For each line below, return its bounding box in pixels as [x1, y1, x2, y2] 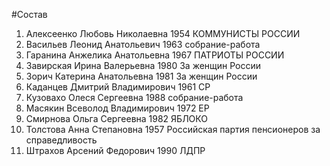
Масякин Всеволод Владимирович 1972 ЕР [25, 102, 210, 114]
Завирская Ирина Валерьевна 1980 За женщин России [25, 60, 262, 71]
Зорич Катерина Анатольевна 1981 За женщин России [25, 70, 258, 82]
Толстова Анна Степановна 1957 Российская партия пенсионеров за [25, 124, 321, 135]
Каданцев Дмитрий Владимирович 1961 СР [25, 81, 211, 93]
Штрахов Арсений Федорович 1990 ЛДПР [25, 145, 206, 156]
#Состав [11, 9, 48, 20]
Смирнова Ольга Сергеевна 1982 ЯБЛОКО [25, 113, 208, 124]
